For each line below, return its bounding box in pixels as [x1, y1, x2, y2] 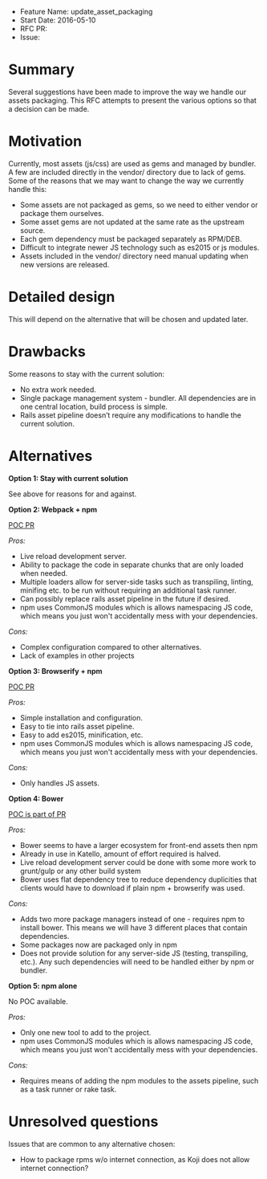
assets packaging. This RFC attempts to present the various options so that [8, 96, 257, 105]
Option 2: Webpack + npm [8, 504, 98, 514]
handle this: [8, 184, 47, 194]
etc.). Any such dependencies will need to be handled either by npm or [19, 957, 255, 966]
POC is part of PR [8, 809, 67, 818]
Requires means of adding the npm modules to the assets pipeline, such [19, 1075, 259, 1085]
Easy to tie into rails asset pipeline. [19, 721, 135, 731]
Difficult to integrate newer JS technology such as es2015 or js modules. [19, 243, 260, 252]
